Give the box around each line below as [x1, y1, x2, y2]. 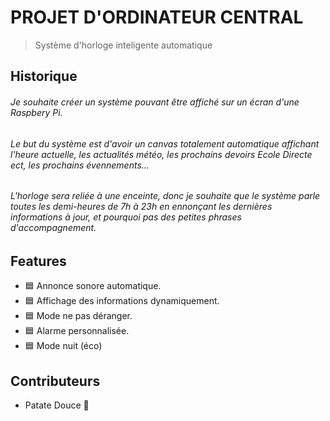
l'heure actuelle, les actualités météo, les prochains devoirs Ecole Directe [10, 148, 313, 160]
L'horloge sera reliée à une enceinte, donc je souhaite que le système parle [10, 190, 321, 202]
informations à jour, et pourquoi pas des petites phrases [10, 211, 242, 223]
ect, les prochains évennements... [10, 159, 150, 171]
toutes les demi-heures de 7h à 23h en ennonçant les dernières [10, 201, 273, 213]
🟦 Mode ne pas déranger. [24, 310, 133, 322]
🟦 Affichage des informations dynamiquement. [24, 295, 220, 307]
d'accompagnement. [10, 222, 97, 234]
